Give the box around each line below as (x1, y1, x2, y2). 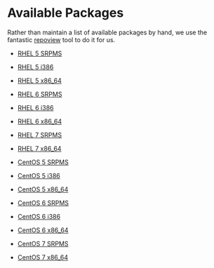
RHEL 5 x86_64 (17, 76, 62, 85)
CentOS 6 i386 (17, 212, 61, 220)
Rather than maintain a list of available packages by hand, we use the (7, 28, 208, 36)
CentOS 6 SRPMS (17, 199, 69, 207)
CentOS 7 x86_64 (17, 253, 69, 261)
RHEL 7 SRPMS (17, 130, 62, 139)
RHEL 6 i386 (17, 103, 54, 112)
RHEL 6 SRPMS (17, 90, 62, 98)
